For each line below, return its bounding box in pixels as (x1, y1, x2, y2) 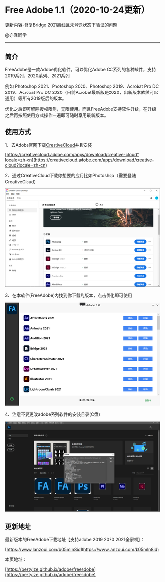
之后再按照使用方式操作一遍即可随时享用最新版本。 (5, 112, 109, 118)
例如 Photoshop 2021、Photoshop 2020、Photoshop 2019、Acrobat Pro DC (5, 83, 159, 89)
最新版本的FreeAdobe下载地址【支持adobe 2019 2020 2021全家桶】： (5, 537, 145, 543)
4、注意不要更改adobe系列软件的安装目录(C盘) (5, 411, 101, 417)
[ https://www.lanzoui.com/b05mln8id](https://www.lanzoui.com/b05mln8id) (5, 547, 159, 552)
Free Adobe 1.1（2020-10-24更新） (5, 4, 150, 16)
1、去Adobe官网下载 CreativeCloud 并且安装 (5, 142, 92, 148)
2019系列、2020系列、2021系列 (5, 72, 70, 79)
